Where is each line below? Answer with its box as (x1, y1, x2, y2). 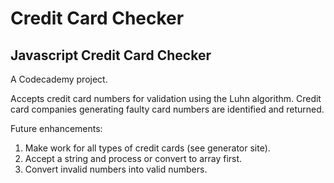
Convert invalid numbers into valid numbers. (24, 163, 208, 175)
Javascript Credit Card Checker (10, 47, 212, 64)
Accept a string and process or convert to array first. (24, 153, 243, 164)
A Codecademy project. (10, 73, 108, 85)
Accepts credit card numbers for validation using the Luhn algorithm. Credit (10, 93, 322, 104)
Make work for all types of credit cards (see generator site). (24, 142, 271, 154)
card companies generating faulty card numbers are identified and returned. (10, 103, 325, 115)
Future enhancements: (10, 123, 103, 134)
